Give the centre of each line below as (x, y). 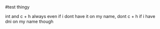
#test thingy (17, 7)
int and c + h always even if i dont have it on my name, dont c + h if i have (80, 16)
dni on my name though (29, 22)
